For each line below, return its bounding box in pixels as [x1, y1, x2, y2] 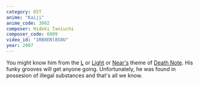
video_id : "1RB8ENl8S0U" [6, 37, 69, 43]
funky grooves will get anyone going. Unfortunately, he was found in [6, 65, 176, 72]
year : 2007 [6, 43, 34, 49]
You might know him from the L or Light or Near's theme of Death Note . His [6, 58, 194, 66]
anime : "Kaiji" [6, 14, 45, 20]
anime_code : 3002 [6, 20, 50, 26]
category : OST [6, 8, 42, 15]
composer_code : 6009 [6, 31, 58, 37]
